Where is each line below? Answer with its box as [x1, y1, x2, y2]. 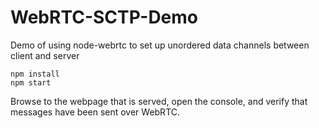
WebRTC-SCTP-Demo [10, 6, 199, 29]
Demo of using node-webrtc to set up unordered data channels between [10, 39, 310, 51]
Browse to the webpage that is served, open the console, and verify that [10, 95, 308, 107]
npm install [10, 69, 60, 79]
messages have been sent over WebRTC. [10, 106, 181, 118]
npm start [10, 77, 52, 88]
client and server [10, 49, 80, 61]
